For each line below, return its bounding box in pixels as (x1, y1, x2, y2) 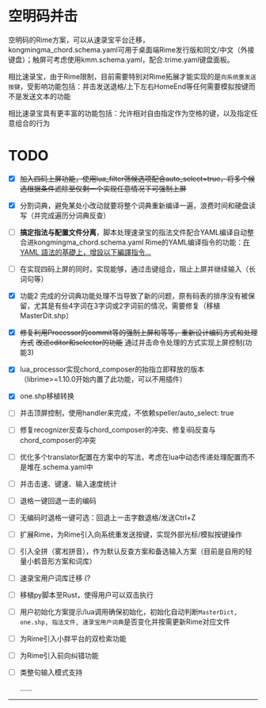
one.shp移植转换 (19, 391, 74, 401)
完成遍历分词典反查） (40, 211, 111, 220)
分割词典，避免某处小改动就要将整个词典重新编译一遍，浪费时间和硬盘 (19, 200, 249, 210)
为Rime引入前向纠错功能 (19, 651, 99, 660)
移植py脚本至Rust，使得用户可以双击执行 (19, 590, 154, 599)
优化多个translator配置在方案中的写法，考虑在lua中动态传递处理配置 (19, 452, 241, 461)
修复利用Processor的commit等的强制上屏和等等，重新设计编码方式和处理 (19, 328, 258, 337)
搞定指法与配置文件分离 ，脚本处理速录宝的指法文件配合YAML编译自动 (19, 228, 248, 237)
